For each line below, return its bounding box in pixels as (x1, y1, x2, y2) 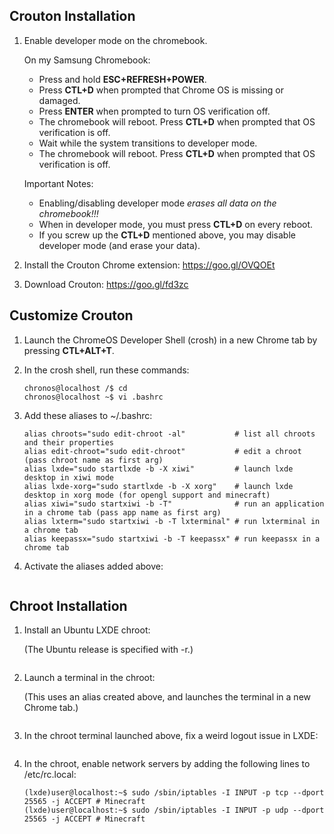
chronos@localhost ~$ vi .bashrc (23, 392, 164, 402)
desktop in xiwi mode (23, 472, 114, 483)
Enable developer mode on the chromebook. (23, 34, 208, 46)
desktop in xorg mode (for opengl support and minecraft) (23, 490, 271, 500)
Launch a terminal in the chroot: (23, 672, 156, 684)
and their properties (23, 437, 114, 448)
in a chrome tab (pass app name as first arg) (23, 507, 222, 518)
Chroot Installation (9, 598, 128, 615)
